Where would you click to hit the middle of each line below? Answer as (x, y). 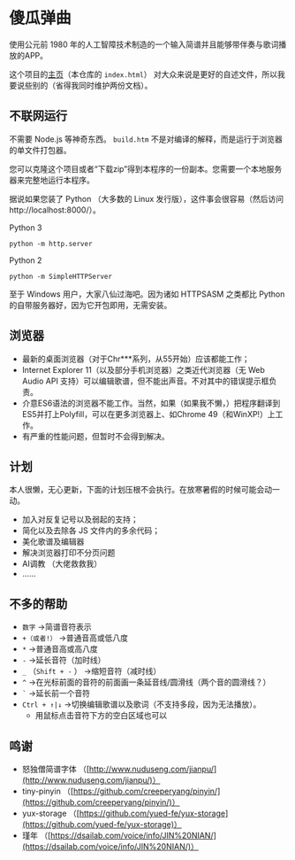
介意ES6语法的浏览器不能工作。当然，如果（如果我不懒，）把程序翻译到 (151, 403)
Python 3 (26, 228)
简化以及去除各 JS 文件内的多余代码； (91, 531)
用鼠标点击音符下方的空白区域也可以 (101, 716)
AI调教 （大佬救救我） (62, 564)
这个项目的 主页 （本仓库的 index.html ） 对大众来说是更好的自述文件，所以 (144, 74)
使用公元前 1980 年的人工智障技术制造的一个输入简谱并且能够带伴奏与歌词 (144, 44)
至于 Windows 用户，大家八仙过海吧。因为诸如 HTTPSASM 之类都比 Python (147, 294)
